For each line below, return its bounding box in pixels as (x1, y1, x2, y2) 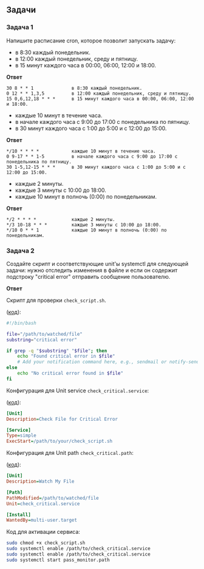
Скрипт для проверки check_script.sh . (6, 296, 106, 304)
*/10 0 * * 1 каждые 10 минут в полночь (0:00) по (6, 227, 167, 233)
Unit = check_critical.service (6, 500, 80, 506)
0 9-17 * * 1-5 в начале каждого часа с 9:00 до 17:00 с (6, 153, 178, 160)
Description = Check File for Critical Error (6, 416, 118, 422)
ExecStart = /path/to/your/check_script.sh (6, 438, 113, 445)
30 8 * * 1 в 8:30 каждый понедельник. (6, 85, 143, 91)
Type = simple (6, 432, 36, 439)
